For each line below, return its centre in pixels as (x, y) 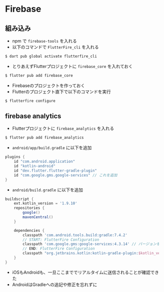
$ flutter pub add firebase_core (39, 75)
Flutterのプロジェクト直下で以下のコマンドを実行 (61, 91)
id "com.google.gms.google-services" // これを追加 (66, 175)
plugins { (15, 157)
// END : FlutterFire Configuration (59, 249)
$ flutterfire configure (30, 101)
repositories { (29, 208)
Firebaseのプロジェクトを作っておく (49, 85)
